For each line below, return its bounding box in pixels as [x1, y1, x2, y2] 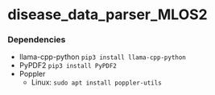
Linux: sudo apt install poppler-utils [31, 77, 162, 87]
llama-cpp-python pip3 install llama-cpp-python [19, 52, 187, 61]
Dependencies [7, 34, 66, 46]
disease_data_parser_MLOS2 [7, 6, 208, 24]
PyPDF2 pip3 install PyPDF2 [19, 61, 118, 70]
